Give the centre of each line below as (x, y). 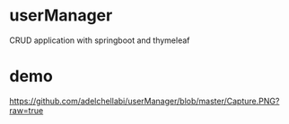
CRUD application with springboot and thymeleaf (100, 40)
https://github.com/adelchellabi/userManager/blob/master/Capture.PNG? (144, 101)
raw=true (26, 110)
